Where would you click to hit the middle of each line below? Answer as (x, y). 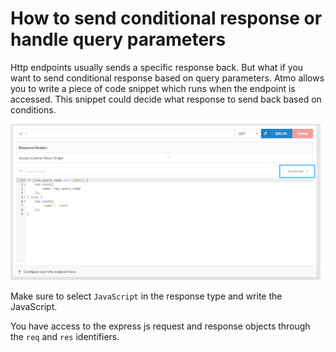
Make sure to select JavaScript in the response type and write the (146, 296)
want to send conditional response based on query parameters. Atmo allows (167, 78)
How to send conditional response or (166, 18)
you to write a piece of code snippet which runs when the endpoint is (153, 88)
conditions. (33, 109)
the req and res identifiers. (65, 336)
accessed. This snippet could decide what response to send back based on (166, 99)
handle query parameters (118, 39)
